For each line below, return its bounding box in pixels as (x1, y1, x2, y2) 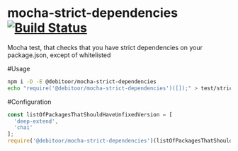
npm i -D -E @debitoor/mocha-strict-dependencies (7, 78, 157, 85)
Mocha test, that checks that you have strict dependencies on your (7, 43, 203, 52)
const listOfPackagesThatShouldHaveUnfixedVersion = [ (7, 111, 173, 118)
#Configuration (7, 97, 52, 106)
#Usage (7, 64, 30, 73)
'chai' (13, 124, 33, 131)
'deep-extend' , (13, 118, 59, 125)
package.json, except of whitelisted (7, 51, 111, 59)
